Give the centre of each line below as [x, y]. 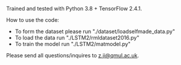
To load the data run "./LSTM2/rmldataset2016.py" [77, 38]
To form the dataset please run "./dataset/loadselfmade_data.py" [95, 31]
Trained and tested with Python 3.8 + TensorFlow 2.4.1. [74, 9]
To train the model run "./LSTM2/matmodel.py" [73, 44]
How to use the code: [33, 20]
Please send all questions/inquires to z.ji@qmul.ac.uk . [73, 55]
